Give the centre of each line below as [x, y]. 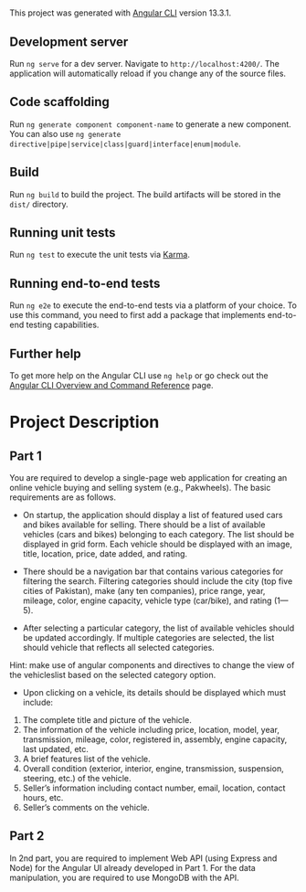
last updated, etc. [56, 749]
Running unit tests [63, 233]
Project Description [84, 422]
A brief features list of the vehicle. [86, 759]
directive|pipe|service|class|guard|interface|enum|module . [125, 143]
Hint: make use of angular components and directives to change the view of [152, 665]
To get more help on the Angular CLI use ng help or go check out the [139, 376]
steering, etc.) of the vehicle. [77, 779]
